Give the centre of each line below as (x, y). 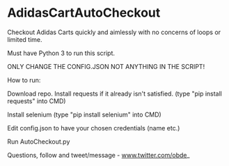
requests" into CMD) (37, 101)
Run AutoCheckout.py (39, 142)
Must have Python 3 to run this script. (61, 53)
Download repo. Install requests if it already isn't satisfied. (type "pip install (115, 93)
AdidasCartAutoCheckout (84, 13)
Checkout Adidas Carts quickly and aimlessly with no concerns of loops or (114, 32)
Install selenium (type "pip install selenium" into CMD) (84, 114)
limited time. (25, 39)
